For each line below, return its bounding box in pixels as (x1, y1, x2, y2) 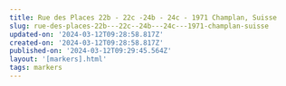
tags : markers (9, 64, 63, 73)
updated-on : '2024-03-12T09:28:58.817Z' (9, 30, 165, 39)
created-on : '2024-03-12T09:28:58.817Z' (9, 38, 165, 47)
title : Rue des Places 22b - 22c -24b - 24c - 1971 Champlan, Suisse (9, 13, 278, 22)
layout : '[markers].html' (9, 55, 107, 64)
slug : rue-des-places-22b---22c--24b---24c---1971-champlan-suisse (9, 21, 270, 30)
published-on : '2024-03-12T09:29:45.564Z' (9, 47, 172, 56)
